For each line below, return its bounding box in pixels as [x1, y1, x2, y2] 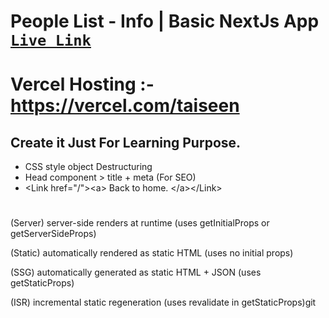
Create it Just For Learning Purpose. [10, 134, 242, 151]
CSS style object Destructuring [24, 161, 153, 173]
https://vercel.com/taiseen [10, 95, 240, 117]
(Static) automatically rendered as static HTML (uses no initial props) [10, 247, 294, 259]
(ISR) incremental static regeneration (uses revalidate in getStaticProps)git [10, 296, 317, 309]
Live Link [10, 31, 92, 50]
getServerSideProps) [10, 228, 97, 240]
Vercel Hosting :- [10, 73, 155, 96]
